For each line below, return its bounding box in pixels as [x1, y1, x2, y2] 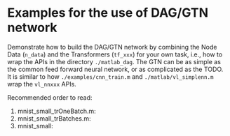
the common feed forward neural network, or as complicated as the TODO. [7, 65, 224, 73]
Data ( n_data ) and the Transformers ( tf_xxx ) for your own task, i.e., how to [7, 50, 223, 59]
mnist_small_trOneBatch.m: [17, 107, 96, 115]
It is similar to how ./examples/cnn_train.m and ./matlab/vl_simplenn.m [7, 72, 214, 81]
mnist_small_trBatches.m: [17, 114, 91, 123]
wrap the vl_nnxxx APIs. [7, 80, 77, 88]
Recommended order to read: [7, 93, 93, 102]
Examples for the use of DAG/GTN [7, 5, 209, 21]
